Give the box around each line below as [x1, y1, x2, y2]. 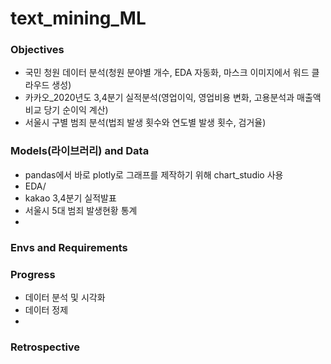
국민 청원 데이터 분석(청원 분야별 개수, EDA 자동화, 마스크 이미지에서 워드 [24, 67, 310, 79]
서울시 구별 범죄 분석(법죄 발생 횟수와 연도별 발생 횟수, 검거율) [24, 117, 267, 129]
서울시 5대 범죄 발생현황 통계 [24, 204, 138, 216]
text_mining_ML [10, 7, 147, 30]
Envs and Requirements [10, 240, 128, 254]
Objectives [10, 43, 65, 57]
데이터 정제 [24, 304, 69, 316]
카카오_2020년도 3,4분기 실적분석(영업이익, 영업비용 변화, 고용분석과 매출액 [24, 92, 322, 104]
